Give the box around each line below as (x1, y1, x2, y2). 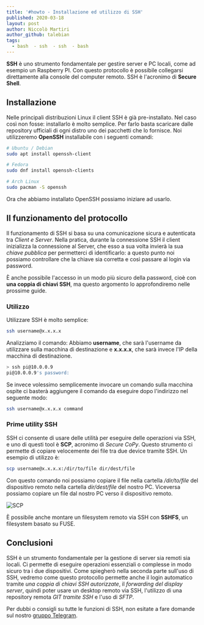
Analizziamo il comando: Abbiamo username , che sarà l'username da (6, 339, 182, 347)
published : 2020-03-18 (6, 15, 64, 21)
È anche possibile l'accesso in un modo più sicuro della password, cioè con (6, 274, 197, 281)
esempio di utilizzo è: (6, 453, 60, 461)
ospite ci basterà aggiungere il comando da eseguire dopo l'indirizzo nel (6, 387, 188, 394)
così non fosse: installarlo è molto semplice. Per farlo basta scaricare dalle (6, 120, 194, 128)
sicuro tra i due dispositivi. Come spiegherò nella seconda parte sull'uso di (6, 567, 194, 574)
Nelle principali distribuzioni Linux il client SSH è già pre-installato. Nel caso (6, 113, 197, 121)
